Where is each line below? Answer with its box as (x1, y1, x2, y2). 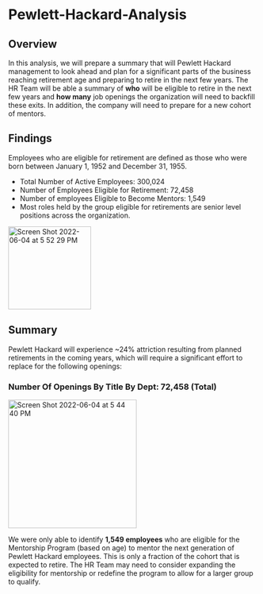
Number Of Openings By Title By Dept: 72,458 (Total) (8, 381, 217, 392)
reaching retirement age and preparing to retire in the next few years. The (8, 75, 249, 84)
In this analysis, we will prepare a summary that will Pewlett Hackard (8, 58, 231, 67)
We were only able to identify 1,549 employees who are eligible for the (8, 534, 240, 544)
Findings (8, 132, 53, 145)
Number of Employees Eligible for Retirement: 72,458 (19, 185, 194, 195)
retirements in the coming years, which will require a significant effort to (8, 353, 243, 362)
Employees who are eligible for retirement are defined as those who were (8, 152, 247, 162)
